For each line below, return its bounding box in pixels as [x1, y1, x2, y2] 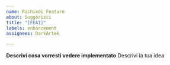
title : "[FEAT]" [6, 19, 46, 25]
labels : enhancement [6, 25, 57, 31]
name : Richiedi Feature [6, 8, 65, 15]
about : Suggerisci [6, 14, 52, 20]
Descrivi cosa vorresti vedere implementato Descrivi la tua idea [6, 52, 165, 59]
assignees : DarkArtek [6, 31, 60, 37]
